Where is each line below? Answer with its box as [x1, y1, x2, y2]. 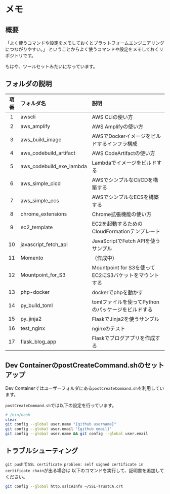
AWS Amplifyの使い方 [92, 123, 144, 130]
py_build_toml [20, 302, 53, 309]
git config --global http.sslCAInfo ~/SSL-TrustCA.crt [5, 484, 123, 489]
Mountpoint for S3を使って [92, 264, 155, 271]
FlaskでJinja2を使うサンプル [92, 315, 159, 322]
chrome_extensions [20, 210, 67, 218]
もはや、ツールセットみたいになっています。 [5, 64, 98, 69]
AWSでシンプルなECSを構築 [92, 193, 159, 200]
